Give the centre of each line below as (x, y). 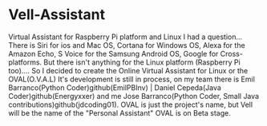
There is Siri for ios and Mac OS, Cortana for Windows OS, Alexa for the (127, 45)
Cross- (231, 53)
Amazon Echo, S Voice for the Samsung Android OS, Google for (113, 53)
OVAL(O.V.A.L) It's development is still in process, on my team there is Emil (131, 79)
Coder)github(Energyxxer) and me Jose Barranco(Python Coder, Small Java (133, 96)
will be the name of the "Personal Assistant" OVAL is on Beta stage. (119, 112)
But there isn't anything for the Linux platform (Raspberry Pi (142, 62)
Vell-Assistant (57, 15)
